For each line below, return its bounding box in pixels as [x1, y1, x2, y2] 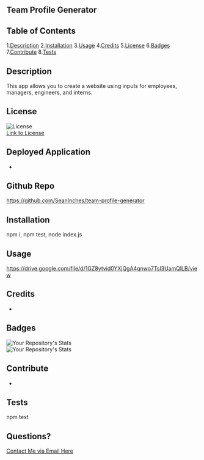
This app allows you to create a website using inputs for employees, [6, 82, 177, 90]
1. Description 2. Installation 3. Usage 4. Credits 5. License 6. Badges [6, 42, 170, 49]
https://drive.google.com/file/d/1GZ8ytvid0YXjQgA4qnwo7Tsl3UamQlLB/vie [6, 265, 197, 272]
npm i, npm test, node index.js [6, 231, 82, 238]
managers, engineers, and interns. [6, 89, 93, 97]
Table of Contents [6, 26, 76, 36]
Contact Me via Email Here [6, 447, 73, 455]
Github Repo [6, 181, 55, 191]
